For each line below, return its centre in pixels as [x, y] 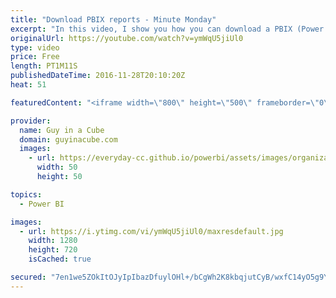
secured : [28, 277]
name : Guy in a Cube [62, 130]
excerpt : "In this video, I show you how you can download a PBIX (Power [167, 29]
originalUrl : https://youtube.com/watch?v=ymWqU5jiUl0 [127, 38]
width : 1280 [53, 241]
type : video [35, 47]
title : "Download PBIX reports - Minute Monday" [113, 19]
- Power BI [42, 204]
